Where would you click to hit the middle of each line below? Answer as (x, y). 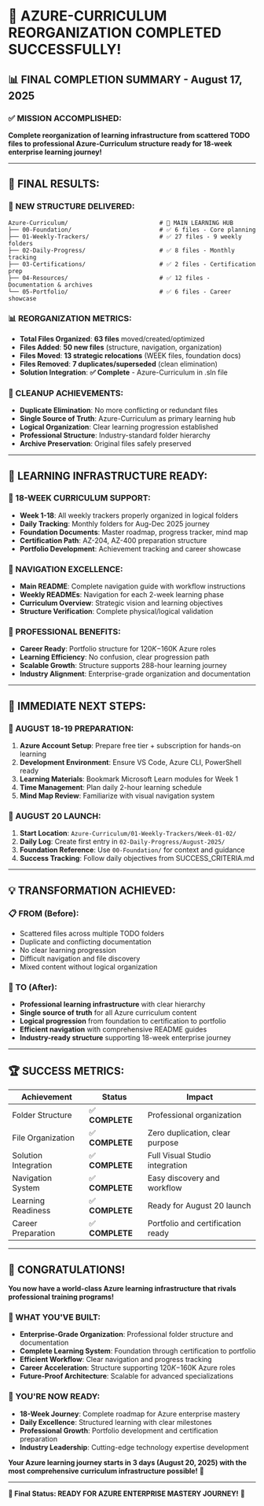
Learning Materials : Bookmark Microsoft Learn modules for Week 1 (128, 779)
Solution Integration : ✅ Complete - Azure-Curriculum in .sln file (123, 372)
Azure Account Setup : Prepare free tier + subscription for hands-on (130, 746)
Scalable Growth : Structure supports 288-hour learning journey (123, 666)
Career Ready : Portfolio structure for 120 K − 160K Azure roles (117, 649)
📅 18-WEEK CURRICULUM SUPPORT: (79, 498)
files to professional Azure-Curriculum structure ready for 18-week (120, 143)
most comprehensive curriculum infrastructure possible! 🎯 (106, 1471)
